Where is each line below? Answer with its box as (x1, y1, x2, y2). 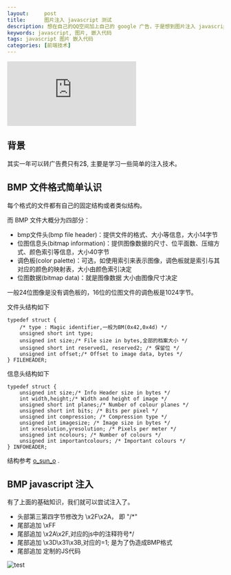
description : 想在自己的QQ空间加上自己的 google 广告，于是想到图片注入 (7, 23, 196, 30)
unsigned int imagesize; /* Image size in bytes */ (19, 419, 170, 426)
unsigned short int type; (19, 330, 94, 337)
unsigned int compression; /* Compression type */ (19, 413, 168, 420)
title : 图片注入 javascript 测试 (7, 17, 112, 23)
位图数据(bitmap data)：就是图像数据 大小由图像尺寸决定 (16, 273, 178, 282)
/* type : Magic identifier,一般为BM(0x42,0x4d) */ (19, 324, 168, 331)
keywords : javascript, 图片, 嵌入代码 (7, 29, 112, 36)
